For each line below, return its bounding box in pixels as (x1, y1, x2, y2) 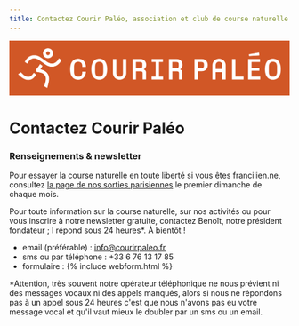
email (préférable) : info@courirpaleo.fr (21, 243, 166, 253)
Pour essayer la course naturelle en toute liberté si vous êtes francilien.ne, (9, 170, 281, 181)
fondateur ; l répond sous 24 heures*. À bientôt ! (9, 225, 186, 235)
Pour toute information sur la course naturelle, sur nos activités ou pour (9, 206, 271, 217)
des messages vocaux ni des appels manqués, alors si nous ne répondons (9, 288, 283, 298)
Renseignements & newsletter (9, 149, 142, 162)
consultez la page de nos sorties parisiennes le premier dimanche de (9, 179, 263, 190)
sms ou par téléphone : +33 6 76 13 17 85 (21, 251, 174, 262)
